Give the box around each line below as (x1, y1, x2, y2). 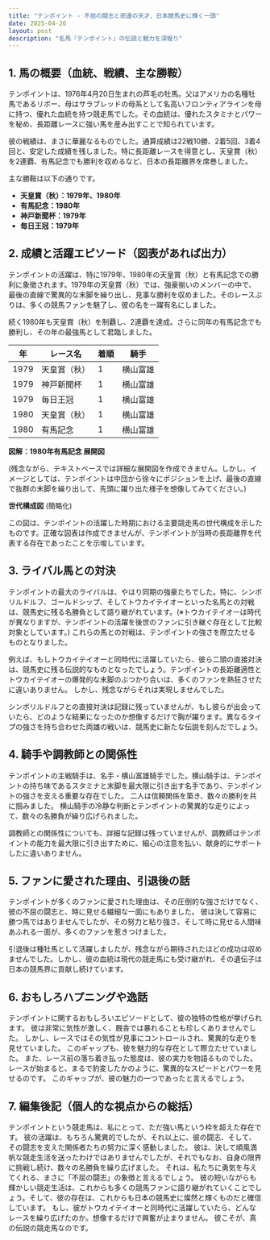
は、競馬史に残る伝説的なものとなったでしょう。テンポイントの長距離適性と (8, 664, 262, 674)
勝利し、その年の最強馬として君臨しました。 (8, 327, 157, 337)
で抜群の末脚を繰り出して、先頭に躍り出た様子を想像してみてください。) (8, 483, 247, 493)
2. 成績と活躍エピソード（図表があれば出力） (8, 247, 233, 260)
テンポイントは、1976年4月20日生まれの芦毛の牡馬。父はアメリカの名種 (8, 89, 249, 99)
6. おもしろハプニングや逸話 (8, 990, 148, 1004)
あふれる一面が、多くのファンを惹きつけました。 (8, 927, 171, 937)
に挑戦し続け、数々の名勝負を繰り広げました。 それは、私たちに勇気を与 (8, 1162, 251, 1172)
